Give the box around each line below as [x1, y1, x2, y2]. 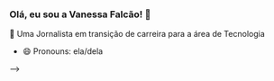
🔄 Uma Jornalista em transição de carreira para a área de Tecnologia [9, 29, 266, 40]
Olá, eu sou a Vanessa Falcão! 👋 [9, 8, 151, 21]
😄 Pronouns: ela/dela [22, 46, 104, 57]
